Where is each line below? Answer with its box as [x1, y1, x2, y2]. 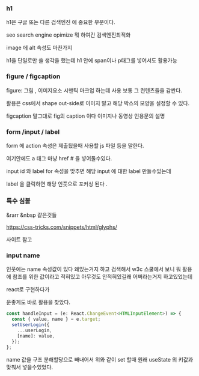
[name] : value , [17, 333, 55, 339]
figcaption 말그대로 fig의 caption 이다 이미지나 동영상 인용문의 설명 [6, 112, 165, 120]
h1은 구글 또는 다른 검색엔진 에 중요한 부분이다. [6, 19, 115, 26]
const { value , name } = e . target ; [11, 317, 101, 323]
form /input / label [6, 127, 60, 136]
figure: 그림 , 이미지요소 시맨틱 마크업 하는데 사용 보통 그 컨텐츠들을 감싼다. [6, 86, 182, 94]
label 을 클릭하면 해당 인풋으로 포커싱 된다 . [6, 180, 108, 187]
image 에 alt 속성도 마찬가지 [6, 44, 73, 52]
